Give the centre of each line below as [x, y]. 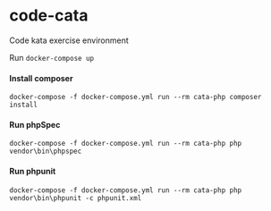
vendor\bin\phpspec [46, 152]
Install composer [41, 78]
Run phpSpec [35, 124]
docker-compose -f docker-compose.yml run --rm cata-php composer [135, 97]
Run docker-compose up [52, 57]
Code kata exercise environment [69, 40]
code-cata [49, 16]
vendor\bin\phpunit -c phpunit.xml [76, 198]
